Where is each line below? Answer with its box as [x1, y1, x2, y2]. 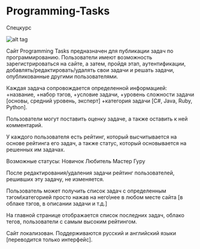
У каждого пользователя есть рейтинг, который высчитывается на [6, 133, 177, 140]
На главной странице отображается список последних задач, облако [6, 211, 184, 218]
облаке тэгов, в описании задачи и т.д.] [6, 200, 108, 207]
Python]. [6, 103, 28, 110]
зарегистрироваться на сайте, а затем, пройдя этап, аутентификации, [6, 60, 186, 67]
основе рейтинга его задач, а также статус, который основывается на [6, 139, 187, 146]
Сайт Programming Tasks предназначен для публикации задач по [6, 47, 174, 55]
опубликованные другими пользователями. [6, 73, 119, 80]
